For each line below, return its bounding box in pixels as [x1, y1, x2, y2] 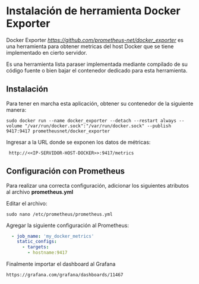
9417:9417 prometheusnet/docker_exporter [6, 128, 110, 134]
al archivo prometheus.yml [6, 188, 74, 195]
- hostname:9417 [27, 250, 68, 256]
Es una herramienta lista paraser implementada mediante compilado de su [6, 61, 188, 68]
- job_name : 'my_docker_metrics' [11, 233, 94, 239]
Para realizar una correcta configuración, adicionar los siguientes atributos [6, 182, 189, 189]
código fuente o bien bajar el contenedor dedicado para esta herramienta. [6, 67, 188, 74]
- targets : [21, 244, 49, 250]
